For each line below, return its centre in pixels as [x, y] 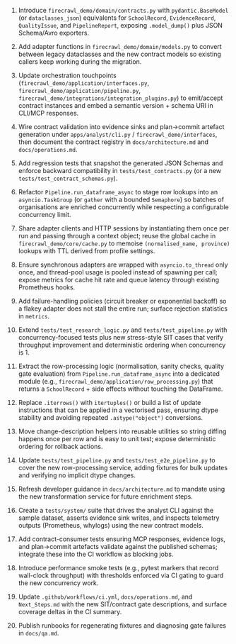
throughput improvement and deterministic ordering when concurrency [122, 345]
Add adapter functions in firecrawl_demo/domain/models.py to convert [120, 46]
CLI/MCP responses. [48, 113]
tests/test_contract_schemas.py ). [68, 178]
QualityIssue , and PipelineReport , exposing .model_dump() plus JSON [120, 25]
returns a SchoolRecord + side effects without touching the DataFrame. [120, 389]
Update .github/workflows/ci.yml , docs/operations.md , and [105, 596]
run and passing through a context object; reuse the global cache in [117, 236]
